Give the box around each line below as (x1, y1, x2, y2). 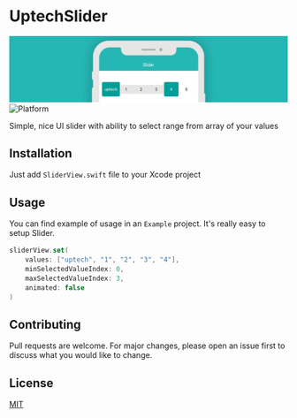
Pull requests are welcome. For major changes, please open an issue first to (9, 340, 286, 351)
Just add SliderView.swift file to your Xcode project (9, 170, 202, 180)
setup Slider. (9, 228, 55, 239)
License (9, 376, 54, 391)
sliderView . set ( (9, 246, 69, 255)
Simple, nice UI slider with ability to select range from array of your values (9, 120, 278, 131)
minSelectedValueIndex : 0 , (25, 264, 125, 273)
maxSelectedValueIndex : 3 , (25, 274, 125, 283)
